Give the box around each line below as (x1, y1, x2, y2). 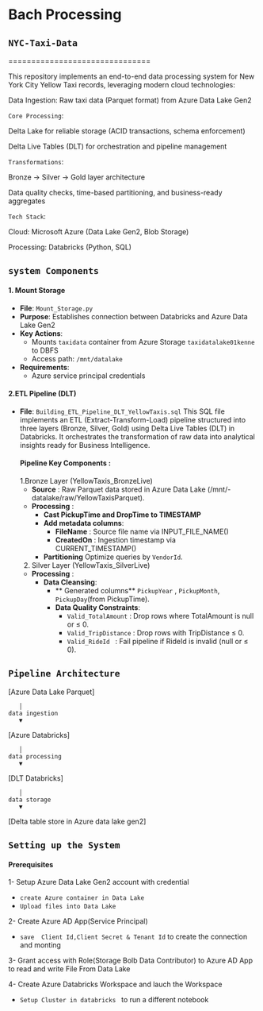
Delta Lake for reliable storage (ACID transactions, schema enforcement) (8, 126, 246, 136)
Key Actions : (19, 328, 63, 338)
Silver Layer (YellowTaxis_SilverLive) (31, 561, 151, 569)
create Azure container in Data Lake (19, 894, 145, 902)
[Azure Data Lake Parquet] (8, 687, 95, 697)
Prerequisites (8, 859, 54, 869)
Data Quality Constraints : (55, 603, 141, 612)
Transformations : (8, 157, 64, 166)
